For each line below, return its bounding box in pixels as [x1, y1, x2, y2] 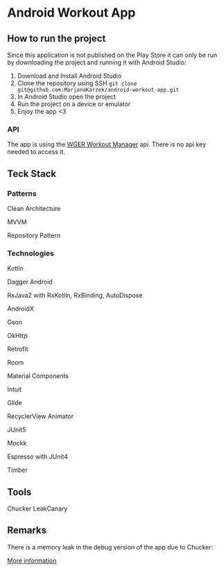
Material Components [7, 372, 69, 380]
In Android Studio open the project [17, 92, 117, 101]
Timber [7, 466, 28, 475]
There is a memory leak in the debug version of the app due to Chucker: [7, 543, 214, 551]
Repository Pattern [7, 231, 61, 239]
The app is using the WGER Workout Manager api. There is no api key [7, 140, 207, 148]
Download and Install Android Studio [17, 71, 122, 80]
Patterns [7, 189, 37, 198]
